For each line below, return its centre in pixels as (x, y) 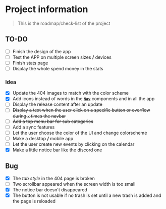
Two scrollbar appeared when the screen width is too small (74, 184)
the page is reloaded (34, 201)
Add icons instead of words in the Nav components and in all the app (84, 99)
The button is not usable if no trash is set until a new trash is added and (87, 195)
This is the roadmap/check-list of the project (64, 23)
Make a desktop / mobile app (43, 138)
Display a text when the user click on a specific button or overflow (81, 110)
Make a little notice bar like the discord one (57, 150)
